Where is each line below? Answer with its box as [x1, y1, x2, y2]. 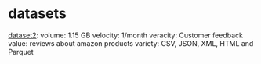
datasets [8, 5, 67, 23]
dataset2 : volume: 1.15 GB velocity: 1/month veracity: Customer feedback [8, 30, 243, 40]
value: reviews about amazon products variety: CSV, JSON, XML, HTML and [8, 38, 254, 48]
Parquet [8, 47, 34, 56]
